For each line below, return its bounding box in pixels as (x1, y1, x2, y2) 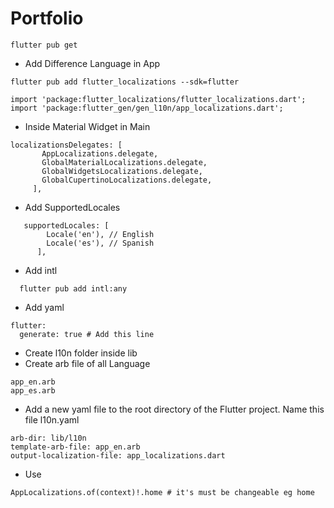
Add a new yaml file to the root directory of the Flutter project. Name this (24, 403, 325, 415)
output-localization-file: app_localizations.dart (10, 450, 226, 461)
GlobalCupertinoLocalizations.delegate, (41, 175, 213, 185)
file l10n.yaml (24, 413, 80, 426)
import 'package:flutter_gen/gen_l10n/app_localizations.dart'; (10, 103, 284, 113)
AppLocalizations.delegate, (41, 148, 159, 159)
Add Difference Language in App (24, 57, 161, 69)
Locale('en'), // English (46, 229, 155, 239)
